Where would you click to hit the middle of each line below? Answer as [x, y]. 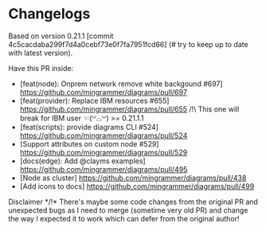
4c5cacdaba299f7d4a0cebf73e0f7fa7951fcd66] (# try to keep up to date [128, 44]
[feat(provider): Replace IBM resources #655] [94, 100]
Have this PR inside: [41, 68]
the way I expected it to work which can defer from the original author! [124, 218]
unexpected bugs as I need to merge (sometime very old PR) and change [128, 210]
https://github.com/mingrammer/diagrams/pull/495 [104, 169]
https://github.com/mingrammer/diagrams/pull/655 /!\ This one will [129, 109]
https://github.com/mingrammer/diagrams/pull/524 [104, 135]
